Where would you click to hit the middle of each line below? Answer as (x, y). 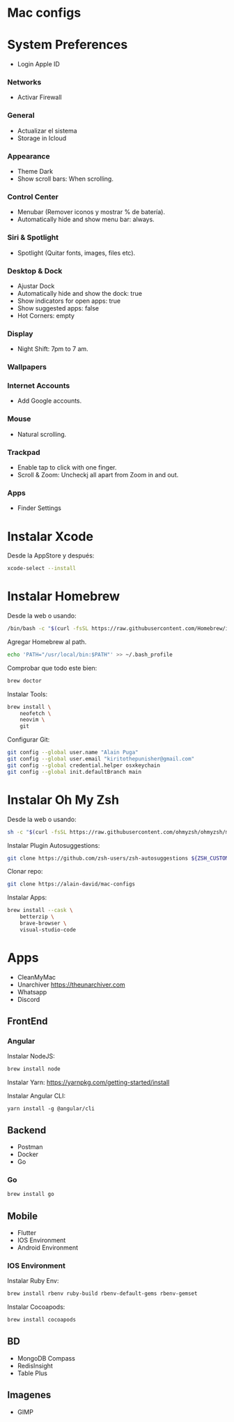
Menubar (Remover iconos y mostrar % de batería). (91, 212)
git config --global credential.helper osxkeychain (84, 765)
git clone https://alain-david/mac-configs (71, 884)
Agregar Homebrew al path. (47, 642)
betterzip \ (37, 917)
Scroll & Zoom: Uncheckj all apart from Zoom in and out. (98, 475)
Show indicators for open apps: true (69, 301)
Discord (29, 999)
